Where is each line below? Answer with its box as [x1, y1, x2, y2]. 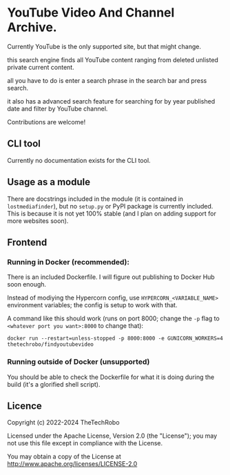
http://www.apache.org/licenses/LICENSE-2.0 [7, 460, 138, 468]
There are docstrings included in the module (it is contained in [7, 195, 184, 203]
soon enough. [7, 280, 47, 289]
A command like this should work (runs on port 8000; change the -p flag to [7, 314, 220, 322]
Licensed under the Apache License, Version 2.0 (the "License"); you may [7, 432, 218, 440]
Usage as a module [7, 176, 91, 188]
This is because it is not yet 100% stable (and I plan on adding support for [7, 209, 217, 217]
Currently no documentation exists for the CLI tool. [7, 156, 151, 164]
